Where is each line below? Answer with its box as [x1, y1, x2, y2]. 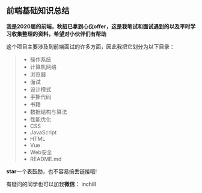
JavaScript [29, 128, 57, 136]
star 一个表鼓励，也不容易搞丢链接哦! [6, 167, 97, 175]
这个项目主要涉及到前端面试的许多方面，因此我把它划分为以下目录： [6, 43, 175, 50]
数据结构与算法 [29, 108, 67, 115]
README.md [29, 155, 62, 162]
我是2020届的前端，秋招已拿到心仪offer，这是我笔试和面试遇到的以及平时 [6, 23, 191, 30]
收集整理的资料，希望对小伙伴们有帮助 [11, 30, 106, 37]
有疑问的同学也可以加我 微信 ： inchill [6, 180, 96, 188]
